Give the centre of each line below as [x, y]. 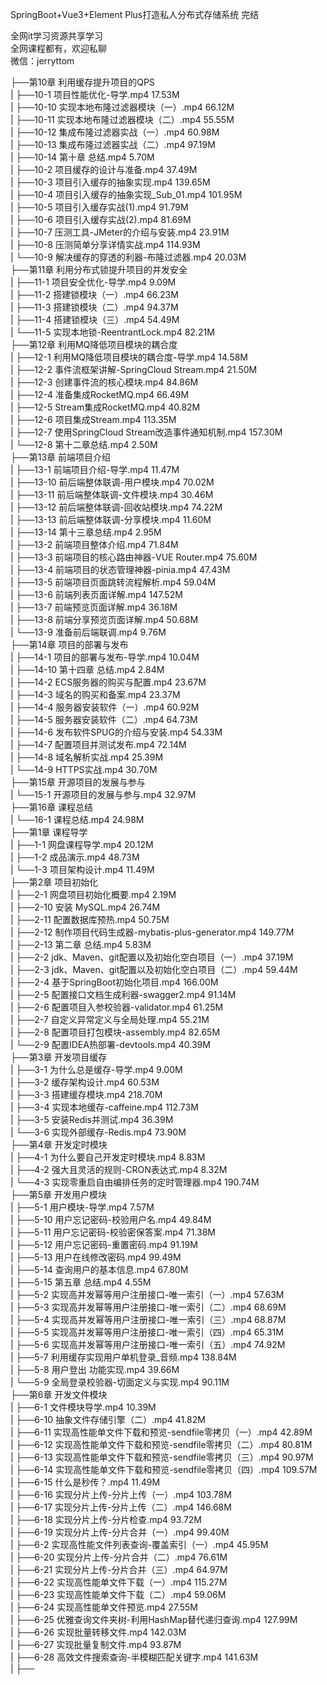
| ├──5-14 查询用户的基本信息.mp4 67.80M [99, 1269]
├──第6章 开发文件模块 [59, 1394]
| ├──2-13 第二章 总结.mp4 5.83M [81, 944]
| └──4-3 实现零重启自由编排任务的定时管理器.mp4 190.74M [135, 1182]
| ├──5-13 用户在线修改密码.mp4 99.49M [96, 1257]
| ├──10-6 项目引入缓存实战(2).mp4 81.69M [101, 219]
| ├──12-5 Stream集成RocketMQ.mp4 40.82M [105, 407]
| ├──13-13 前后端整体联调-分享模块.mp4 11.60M [111, 519]
